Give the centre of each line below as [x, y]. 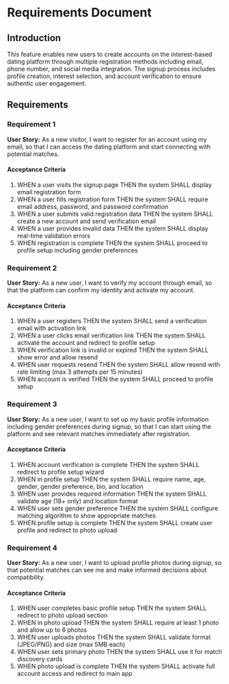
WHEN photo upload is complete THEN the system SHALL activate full [116, 666]
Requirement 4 [32, 548]
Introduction [34, 38]
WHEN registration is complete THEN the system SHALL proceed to [112, 243]
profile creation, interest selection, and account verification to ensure [104, 76]
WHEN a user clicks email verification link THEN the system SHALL [111, 335]
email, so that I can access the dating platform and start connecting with [109, 147]
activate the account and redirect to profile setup [86, 343]
